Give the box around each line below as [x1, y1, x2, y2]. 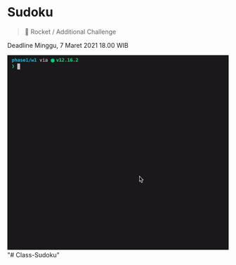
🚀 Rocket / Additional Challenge [24, 27, 117, 36]
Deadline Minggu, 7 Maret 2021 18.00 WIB [7, 41, 129, 49]
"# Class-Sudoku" [7, 251, 60, 259]
